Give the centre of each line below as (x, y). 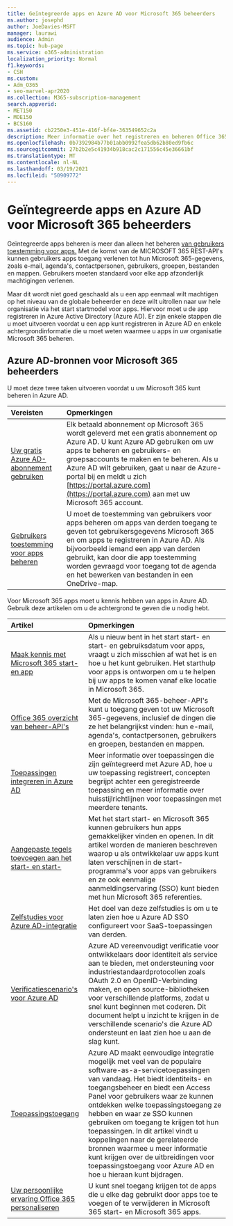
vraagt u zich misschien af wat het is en (152, 655)
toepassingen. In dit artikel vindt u (143, 1131)
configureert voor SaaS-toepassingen (150, 926)
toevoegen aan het (41, 858)
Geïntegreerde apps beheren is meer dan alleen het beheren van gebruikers (116, 244)
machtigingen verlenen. (41, 281)
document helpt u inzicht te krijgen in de (153, 1015)
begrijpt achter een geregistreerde (144, 781)
